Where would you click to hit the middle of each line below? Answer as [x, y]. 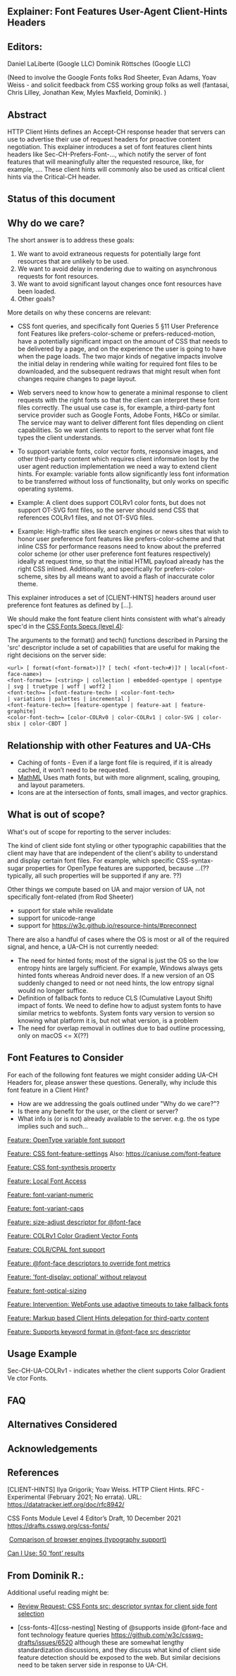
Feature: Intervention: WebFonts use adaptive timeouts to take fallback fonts [118, 1304]
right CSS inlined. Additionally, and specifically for [90, 569]
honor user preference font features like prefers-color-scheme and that [121, 539]
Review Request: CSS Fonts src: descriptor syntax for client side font [117, 1606]
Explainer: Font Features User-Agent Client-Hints [117, 12]
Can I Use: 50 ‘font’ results [46, 1553]
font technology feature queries [63, 1635]
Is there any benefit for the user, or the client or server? [98, 1111]
